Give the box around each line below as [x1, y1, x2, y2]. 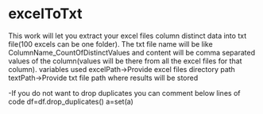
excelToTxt [8, 5, 83, 23]
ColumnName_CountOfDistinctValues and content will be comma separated [8, 47, 256, 57]
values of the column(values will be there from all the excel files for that [8, 56, 242, 66]
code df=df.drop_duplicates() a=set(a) [8, 97, 133, 106]
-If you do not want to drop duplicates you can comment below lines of [8, 88, 241, 97]
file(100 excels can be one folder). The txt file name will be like [8, 39, 213, 48]
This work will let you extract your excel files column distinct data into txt [8, 31, 247, 40]
